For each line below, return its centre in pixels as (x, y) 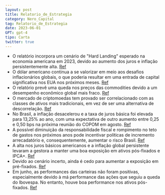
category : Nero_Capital (30, 19)
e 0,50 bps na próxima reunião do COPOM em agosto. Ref (72, 124)
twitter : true (20, 42)
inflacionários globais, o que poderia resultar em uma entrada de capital (86, 77)
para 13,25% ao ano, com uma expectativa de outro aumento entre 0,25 (86, 119)
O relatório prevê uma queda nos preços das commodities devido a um (85, 88)
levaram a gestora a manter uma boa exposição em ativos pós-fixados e (86, 150)
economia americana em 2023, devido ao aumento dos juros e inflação (85, 61)
